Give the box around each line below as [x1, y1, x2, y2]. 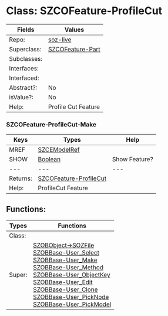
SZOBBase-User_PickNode [33, 293, 109, 301]
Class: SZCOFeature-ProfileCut [6, 4, 163, 18]
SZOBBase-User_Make [33, 256, 98, 264]
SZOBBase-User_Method [33, 263, 104, 272]
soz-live [48, 35, 72, 44]
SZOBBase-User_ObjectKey [33, 271, 110, 279]
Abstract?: [9, 83, 38, 92]
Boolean [38, 155, 61, 164]
